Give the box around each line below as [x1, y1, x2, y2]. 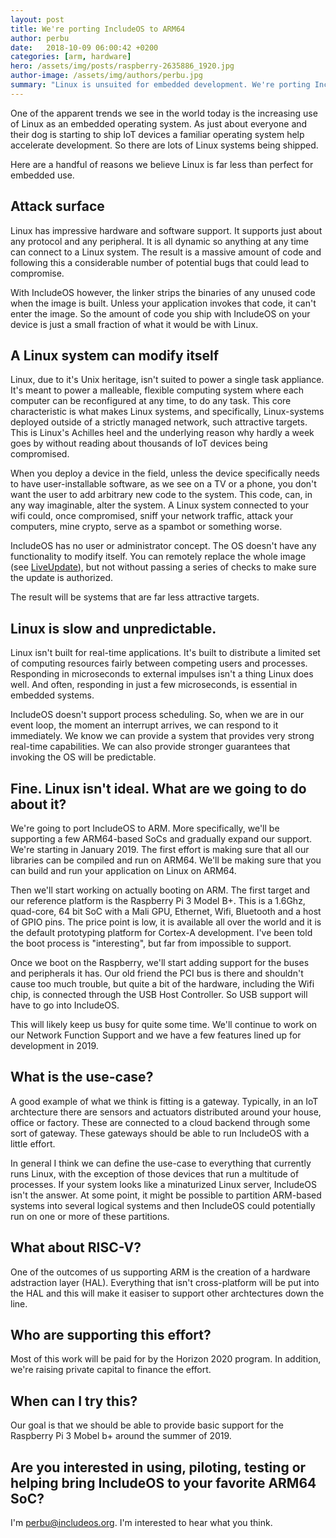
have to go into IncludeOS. [10, 999, 120, 1011]
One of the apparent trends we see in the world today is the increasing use [10, 107, 318, 119]
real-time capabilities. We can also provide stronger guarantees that [10, 741, 291, 753]
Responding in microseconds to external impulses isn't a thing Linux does [10, 668, 314, 680]
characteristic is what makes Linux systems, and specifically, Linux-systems [10, 406, 325, 418]
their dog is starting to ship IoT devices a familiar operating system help [10, 128, 305, 140]
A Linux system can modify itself [10, 347, 220, 364]
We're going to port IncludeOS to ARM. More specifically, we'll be [10, 822, 280, 834]
